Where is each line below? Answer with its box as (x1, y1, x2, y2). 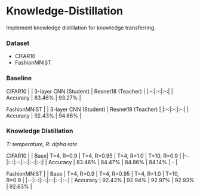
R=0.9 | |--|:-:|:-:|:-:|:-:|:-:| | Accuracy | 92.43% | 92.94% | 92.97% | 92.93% (6, 176, 195, 183)
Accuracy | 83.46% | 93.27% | (6, 94, 82, 101)
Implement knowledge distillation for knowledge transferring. (6, 24, 156, 31)
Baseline (6, 74, 32, 82)
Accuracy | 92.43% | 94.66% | (6, 112, 82, 119)
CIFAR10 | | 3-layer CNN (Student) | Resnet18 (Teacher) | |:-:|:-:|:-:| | (6, 88, 173, 95)
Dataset (6, 39, 30, 47)
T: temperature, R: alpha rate (6, 140, 78, 147)
